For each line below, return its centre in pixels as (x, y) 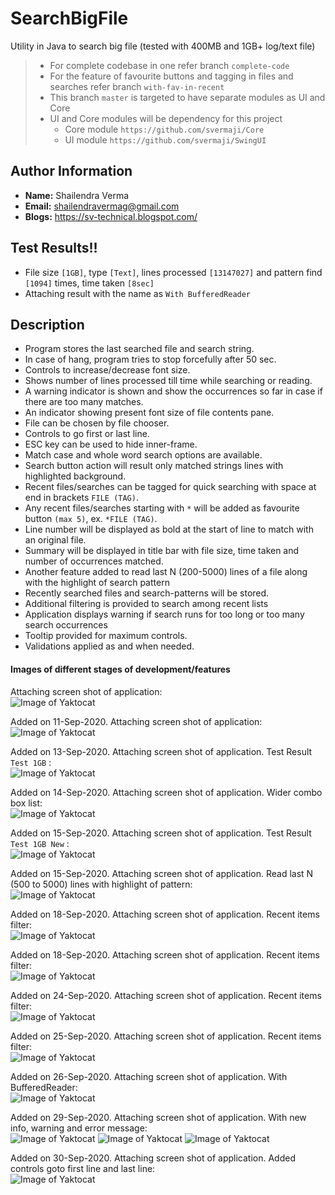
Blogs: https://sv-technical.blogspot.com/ (111, 216)
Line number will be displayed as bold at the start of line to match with (169, 529)
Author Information (71, 171)
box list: (26, 803)
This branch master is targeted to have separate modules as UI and (187, 97)
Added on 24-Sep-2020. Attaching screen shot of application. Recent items (166, 995)
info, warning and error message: (79, 1128)
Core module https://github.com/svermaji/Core (164, 129)
